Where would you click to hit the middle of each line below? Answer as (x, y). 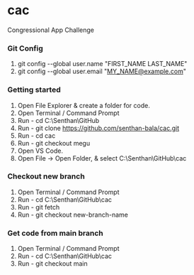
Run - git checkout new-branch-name (73, 215)
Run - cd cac (36, 135)
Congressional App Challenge (51, 30)
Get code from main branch (56, 233)
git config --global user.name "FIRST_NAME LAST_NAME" (102, 64)
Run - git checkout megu (54, 143)
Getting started (34, 90)
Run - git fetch (39, 207)
